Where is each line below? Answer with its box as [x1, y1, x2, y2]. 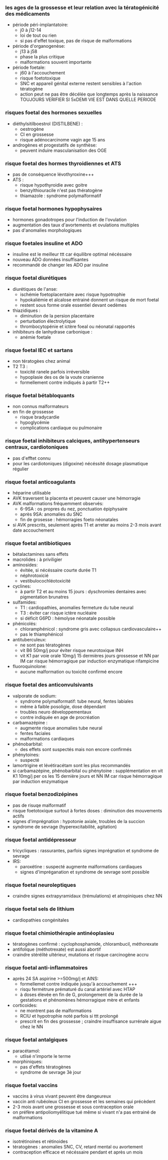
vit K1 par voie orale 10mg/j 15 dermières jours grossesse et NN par [20, 653, 159, 659]
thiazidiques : [12, 307, 41, 313]
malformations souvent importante [20, 59, 92, 65]
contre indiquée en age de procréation [20, 714, 100, 720]
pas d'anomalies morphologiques [12, 227, 82, 233]
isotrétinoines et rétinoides [12, 1138, 68, 1144]
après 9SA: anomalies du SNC [20, 511, 83, 517]
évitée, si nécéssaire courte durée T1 [20, 567, 97, 573]
